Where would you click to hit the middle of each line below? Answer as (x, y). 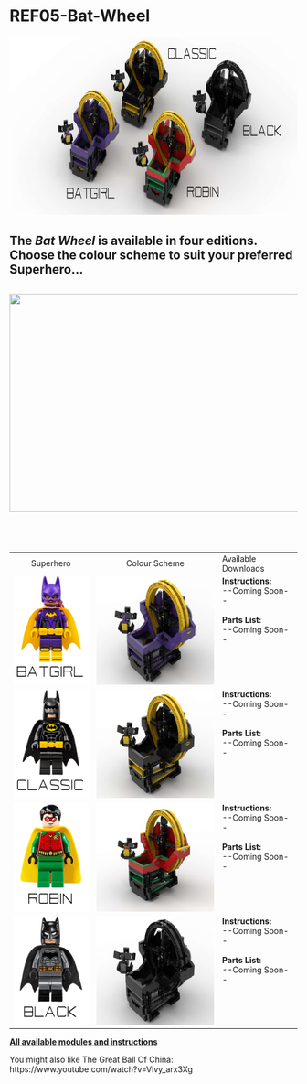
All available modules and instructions (84, 1042)
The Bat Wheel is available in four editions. (133, 241)
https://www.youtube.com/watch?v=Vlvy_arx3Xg (101, 1069)
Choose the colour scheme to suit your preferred (151, 256)
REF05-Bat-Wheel (80, 16)
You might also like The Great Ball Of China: (91, 1060)
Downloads (243, 568)
